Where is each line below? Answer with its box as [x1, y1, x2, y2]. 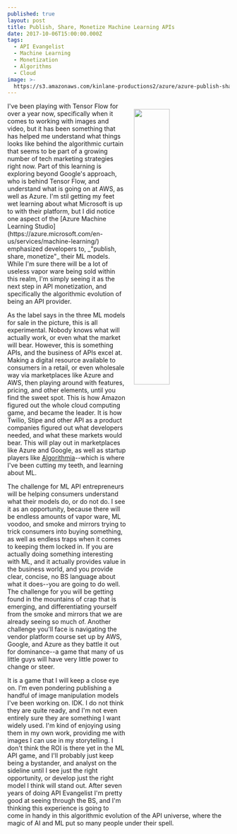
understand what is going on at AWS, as [7, 184, 124, 193]
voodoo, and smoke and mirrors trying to [7, 520, 126, 529]
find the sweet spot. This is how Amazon [7, 394, 126, 402]
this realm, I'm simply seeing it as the [7, 275, 115, 283]
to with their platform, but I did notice [7, 207, 115, 216]
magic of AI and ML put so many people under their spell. [7, 819, 174, 828]
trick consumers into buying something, [7, 527, 123, 536]
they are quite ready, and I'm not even [7, 706, 118, 715]
